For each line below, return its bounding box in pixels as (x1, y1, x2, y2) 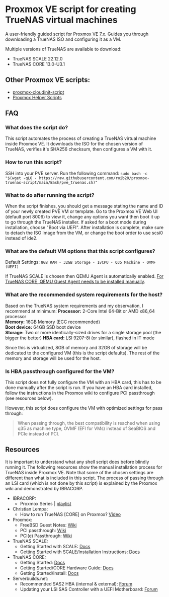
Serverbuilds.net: (12, 575, 49, 581)
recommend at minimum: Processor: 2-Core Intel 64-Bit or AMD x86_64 (5, 308, 155, 314)
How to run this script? (5, 159, 62, 166)
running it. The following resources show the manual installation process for (5, 464, 162, 470)
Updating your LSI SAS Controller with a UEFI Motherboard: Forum (20, 586, 158, 592)
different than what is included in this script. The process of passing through (5, 475, 164, 481)
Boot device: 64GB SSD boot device (5, 324, 81, 330)
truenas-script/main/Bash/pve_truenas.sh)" (5, 180, 98, 185)
